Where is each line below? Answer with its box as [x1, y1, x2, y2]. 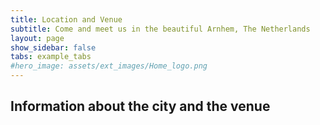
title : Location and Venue [10, 14, 123, 25]
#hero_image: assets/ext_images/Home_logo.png [10, 61, 208, 71]
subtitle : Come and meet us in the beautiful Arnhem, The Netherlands [10, 24, 311, 34]
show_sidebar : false [10, 42, 97, 53]
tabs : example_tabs [10, 52, 92, 62]
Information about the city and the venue [10, 98, 271, 115]
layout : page [10, 33, 65, 43]
